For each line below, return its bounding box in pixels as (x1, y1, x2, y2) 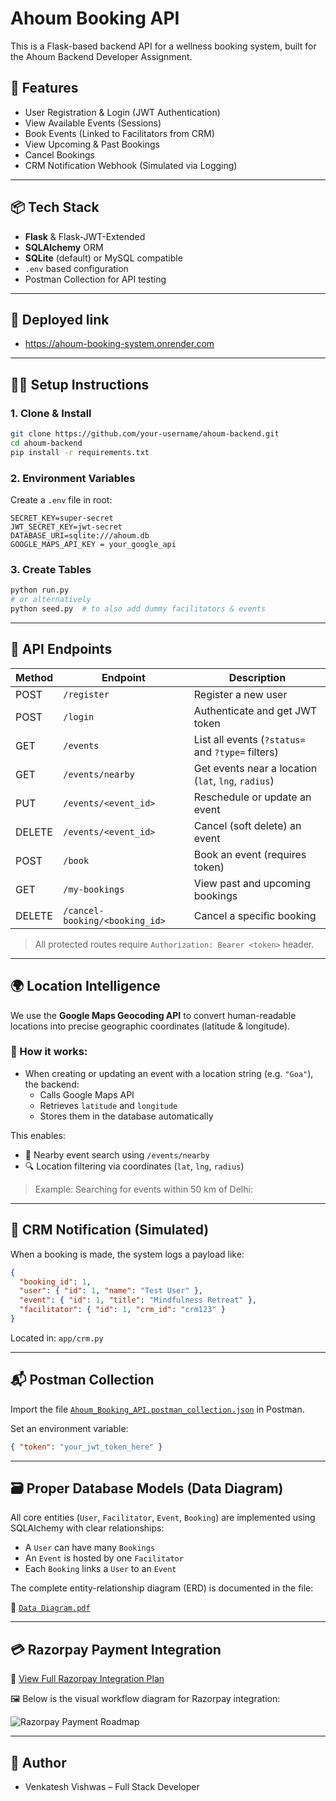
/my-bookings (63, 883, 125, 895)
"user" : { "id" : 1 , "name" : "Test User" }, (19, 1286, 204, 1296)
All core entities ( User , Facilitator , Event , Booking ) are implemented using (10, 1512, 316, 1524)
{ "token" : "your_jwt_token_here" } (10, 1442, 163, 1452)
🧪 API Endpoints (10, 641, 113, 658)
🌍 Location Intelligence (10, 978, 161, 995)
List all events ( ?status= (193, 732, 306, 746)
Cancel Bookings (24, 148, 95, 161)
